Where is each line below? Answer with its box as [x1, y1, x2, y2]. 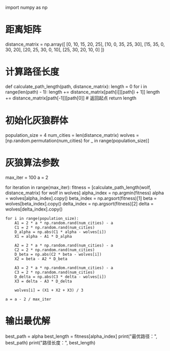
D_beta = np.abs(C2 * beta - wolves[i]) [14, 252, 102, 257]
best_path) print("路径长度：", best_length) [5, 339, 96, 345]
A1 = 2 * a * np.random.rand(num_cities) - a [14, 220, 114, 225]
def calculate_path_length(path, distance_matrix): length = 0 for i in [5, 83, 147, 89]
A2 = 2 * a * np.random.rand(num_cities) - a [14, 243, 114, 248]
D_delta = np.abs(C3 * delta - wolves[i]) [14, 274, 107, 279]
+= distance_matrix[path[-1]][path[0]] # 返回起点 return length [5, 95, 137, 101]
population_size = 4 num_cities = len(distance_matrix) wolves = [5, 132, 139, 138]
